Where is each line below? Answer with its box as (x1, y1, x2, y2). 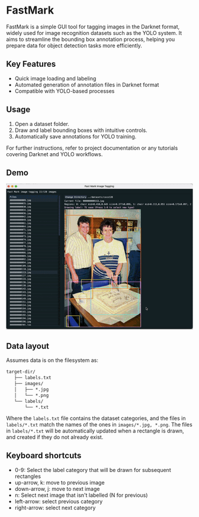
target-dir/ (6, 369, 36, 374)
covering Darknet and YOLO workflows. (6, 150, 103, 157)
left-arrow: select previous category (14, 497, 103, 505)
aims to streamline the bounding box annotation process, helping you (6, 35, 175, 43)
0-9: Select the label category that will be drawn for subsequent (14, 466, 171, 473)
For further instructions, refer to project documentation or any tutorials (6, 144, 178, 151)
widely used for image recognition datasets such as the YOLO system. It (6, 29, 182, 36)
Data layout (6, 341, 49, 351)
